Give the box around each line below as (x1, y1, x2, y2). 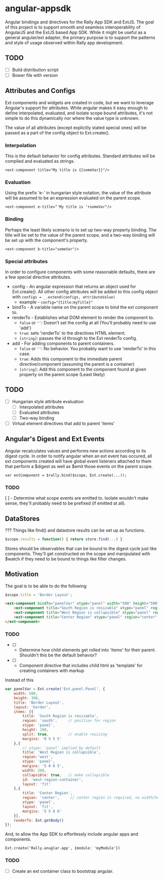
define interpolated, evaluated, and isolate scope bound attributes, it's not (5, 110, 153, 116)
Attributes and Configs (5, 87, 76, 95)
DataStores (5, 514, 40, 523)
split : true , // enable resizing (22, 731, 108, 737)
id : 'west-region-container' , (22, 777, 83, 782)
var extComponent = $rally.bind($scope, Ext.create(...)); (5, 473, 127, 478)
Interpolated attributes (19, 404, 64, 410)
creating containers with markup (19, 668, 84, 673)
